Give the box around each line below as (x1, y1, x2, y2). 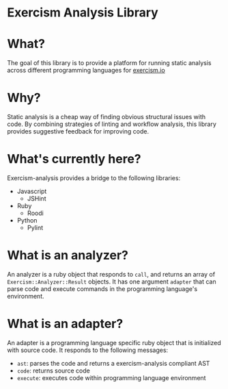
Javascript (16, 187, 47, 195)
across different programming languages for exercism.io (7, 66, 165, 75)
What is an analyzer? (7, 248, 128, 263)
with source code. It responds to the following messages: (7, 346, 169, 354)
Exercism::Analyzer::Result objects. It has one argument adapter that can (7, 277, 216, 286)
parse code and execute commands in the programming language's (7, 284, 198, 292)
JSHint (27, 194, 46, 203)
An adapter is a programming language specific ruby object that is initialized (7, 338, 222, 347)
